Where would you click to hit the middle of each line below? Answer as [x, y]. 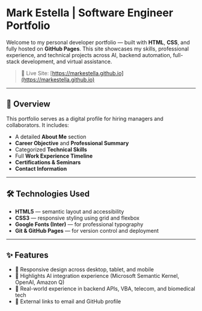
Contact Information [41, 168]
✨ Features [27, 255]
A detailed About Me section [50, 137]
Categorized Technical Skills [51, 149]
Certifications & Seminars [48, 162]
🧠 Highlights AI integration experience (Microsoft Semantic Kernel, [97, 276]
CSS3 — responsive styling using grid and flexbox [77, 218]
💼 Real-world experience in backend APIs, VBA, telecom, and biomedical [105, 289]
